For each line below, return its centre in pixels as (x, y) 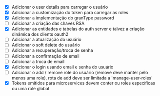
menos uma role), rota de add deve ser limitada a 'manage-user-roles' (82, 78)
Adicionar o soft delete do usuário (46, 45)
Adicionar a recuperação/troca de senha (52, 50)
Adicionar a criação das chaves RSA (48, 23)
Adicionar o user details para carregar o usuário (60, 7)
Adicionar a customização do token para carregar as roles (70, 13)
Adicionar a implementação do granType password (63, 18)
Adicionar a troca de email (38, 61)
